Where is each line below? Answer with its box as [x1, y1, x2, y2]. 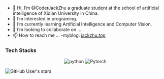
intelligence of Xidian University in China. [12, 10, 99, 16]
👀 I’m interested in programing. [12, 16, 78, 21]
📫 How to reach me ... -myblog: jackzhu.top [12, 32, 106, 38]
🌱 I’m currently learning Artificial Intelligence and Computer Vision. [12, 21, 152, 27]
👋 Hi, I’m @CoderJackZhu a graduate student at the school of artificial [12, 5, 159, 11]
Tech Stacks [5, 46, 37, 54]
